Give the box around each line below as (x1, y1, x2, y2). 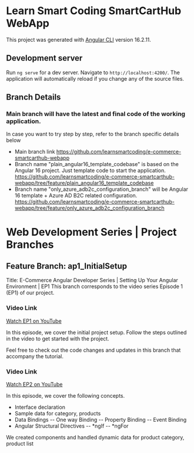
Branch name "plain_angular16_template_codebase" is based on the (14, 161, 179, 168)
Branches (6, 237, 54, 251)
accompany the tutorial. (6, 352, 63, 360)
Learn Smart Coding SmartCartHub (6, 4, 182, 18)
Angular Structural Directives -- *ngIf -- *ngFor (14, 422, 129, 429)
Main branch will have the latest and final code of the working (6, 110, 186, 118)
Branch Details (6, 92, 61, 102)
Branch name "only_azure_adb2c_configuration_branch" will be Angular (14, 186, 189, 193)
